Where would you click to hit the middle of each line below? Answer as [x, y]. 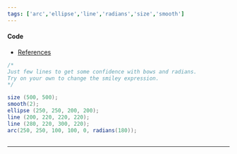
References [34, 52]
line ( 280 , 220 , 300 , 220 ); [49, 124]
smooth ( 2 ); [23, 104]
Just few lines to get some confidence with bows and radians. [102, 71]
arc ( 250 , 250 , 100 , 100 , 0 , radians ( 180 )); [72, 130]
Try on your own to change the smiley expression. [83, 78]
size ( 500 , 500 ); [33, 97]
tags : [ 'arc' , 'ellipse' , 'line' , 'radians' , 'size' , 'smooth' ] [96, 14]
